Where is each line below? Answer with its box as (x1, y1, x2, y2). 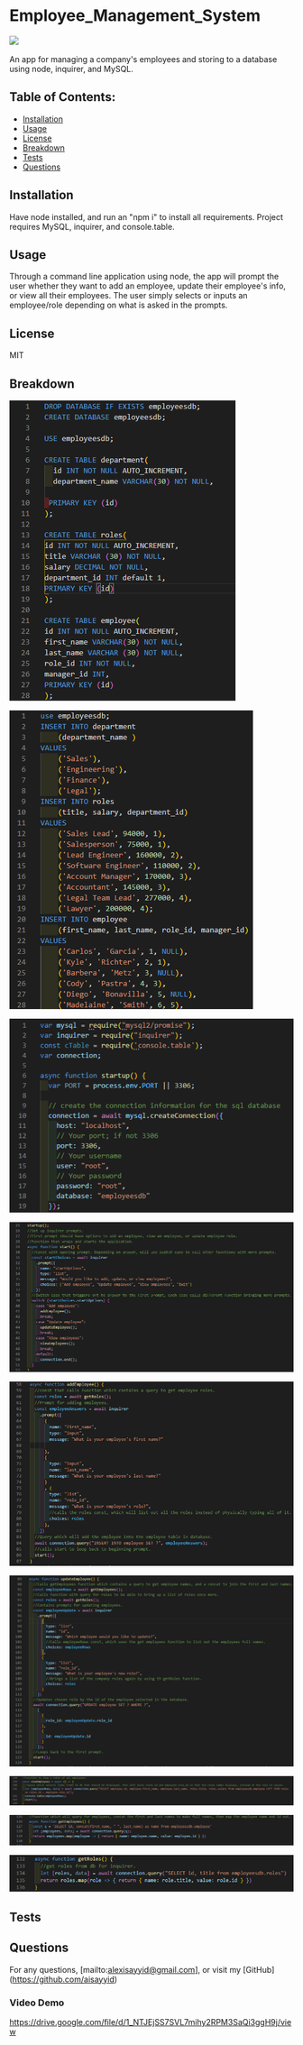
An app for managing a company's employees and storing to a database (9, 53, 278, 64)
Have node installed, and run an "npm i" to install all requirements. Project (9, 211, 284, 222)
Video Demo (9, 1996, 65, 2009)
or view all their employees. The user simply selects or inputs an (9, 290, 248, 301)
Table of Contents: (9, 89, 116, 105)
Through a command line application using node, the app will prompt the (9, 271, 280, 282)
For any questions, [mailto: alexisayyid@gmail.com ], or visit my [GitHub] (9, 1964, 275, 1975)
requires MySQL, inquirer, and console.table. (9, 221, 175, 232)
